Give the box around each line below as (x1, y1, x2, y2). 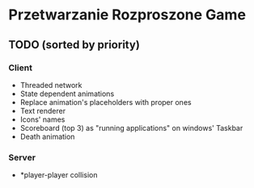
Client (8, 62, 32, 73)
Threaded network (19, 80, 83, 90)
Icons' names (19, 115, 66, 124)
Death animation (19, 132, 75, 141)
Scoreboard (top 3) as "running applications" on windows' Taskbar (19, 123, 243, 132)
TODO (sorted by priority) (8, 38, 140, 52)
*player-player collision (19, 170, 98, 180)
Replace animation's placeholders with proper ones (19, 97, 192, 107)
